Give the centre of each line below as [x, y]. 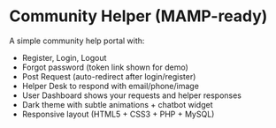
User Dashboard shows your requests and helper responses [131, 95]
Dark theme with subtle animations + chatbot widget [117, 104]
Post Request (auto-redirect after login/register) [109, 76]
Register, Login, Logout [64, 57]
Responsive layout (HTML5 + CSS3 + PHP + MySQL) [118, 114]
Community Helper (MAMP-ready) [138, 16]
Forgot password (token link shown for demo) [105, 67]
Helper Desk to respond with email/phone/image [110, 86]
